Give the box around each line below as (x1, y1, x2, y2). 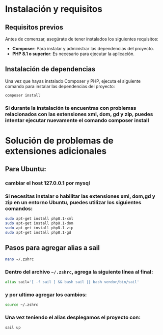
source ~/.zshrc (5, 303, 38, 307)
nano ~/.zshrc (5, 257, 34, 262)
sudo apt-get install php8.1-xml (5, 216, 74, 221)
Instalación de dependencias (5, 65, 96, 73)
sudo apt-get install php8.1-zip (5, 225, 74, 231)
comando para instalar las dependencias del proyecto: (5, 83, 115, 89)
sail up (5, 325, 21, 330)
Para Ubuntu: (5, 165, 47, 173)
